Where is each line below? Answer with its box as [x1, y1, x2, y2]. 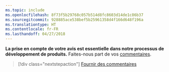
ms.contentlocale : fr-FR [5, 27, 59, 32]
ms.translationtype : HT [5, 22, 57, 27]
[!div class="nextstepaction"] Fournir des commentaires [17, 61, 137, 67]
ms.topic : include [5, 7, 45, 13]
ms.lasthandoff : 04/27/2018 [5, 31, 66, 37]
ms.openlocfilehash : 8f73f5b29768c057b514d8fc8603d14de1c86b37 [5, 12, 144, 17]
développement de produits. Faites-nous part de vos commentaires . [5, 51, 152, 57]
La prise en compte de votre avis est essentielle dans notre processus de [5, 46, 164, 51]
